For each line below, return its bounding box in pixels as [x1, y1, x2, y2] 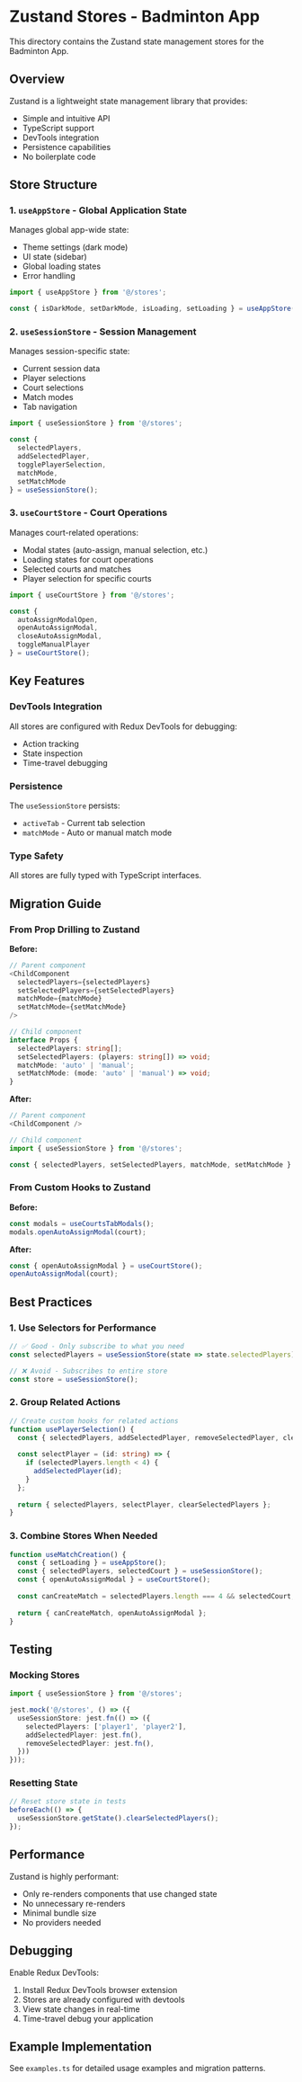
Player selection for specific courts [22, 573, 152, 583]
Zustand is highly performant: [9, 1871, 120, 1882]
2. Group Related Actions [9, 1396, 121, 1409]
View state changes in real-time [22, 2003, 141, 2015]
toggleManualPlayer [17, 640, 91, 649]
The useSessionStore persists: [9, 800, 120, 811]
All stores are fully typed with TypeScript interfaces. [9, 870, 202, 881]
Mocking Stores [9, 1668, 80, 1681]
